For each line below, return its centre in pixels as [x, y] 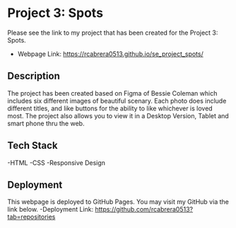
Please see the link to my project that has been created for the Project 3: [113, 33]
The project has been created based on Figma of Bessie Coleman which [112, 93]
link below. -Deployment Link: [51, 210]
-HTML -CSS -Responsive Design [57, 163]
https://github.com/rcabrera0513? [144, 210]
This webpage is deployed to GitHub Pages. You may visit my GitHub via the [118, 202]
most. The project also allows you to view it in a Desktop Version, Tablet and [118, 115]
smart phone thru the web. [46, 123]
